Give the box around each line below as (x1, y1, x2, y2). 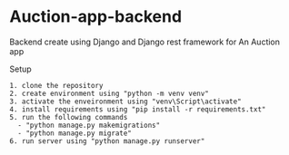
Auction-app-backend (9, 6, 183, 27)
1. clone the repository (9, 81, 104, 90)
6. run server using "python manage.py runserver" (9, 136, 205, 146)
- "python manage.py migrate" (17, 129, 132, 138)
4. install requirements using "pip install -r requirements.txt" (9, 104, 266, 114)
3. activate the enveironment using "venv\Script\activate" (9, 97, 243, 106)
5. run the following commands (9, 112, 128, 121)
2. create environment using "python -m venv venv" (9, 89, 209, 98)
